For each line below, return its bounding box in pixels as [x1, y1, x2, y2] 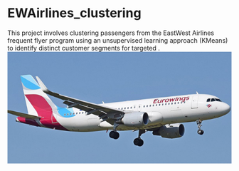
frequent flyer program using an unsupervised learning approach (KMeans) [7, 36, 228, 44]
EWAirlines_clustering [7, 5, 142, 21]
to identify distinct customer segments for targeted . [7, 43, 160, 52]
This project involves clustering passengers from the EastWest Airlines [7, 28, 215, 37]
